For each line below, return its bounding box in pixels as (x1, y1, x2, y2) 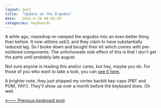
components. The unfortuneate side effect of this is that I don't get (23, 49, 156, 55)
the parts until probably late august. (5, 54, 76, 60)
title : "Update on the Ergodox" (5, 12, 73, 16)
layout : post (5, 7, 31, 12)
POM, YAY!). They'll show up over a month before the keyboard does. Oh (5, 83, 150, 89)
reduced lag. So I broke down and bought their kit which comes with (5, 44, 141, 50)
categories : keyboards (5, 20, 51, 26)
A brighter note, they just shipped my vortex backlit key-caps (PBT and (5, 78, 146, 84)
